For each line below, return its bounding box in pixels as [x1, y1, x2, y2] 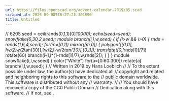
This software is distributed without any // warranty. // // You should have [5, 79, 158, 85]
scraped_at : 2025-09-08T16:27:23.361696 [5, 12, 92, 17]
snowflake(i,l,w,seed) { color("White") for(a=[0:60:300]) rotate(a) [5, 58, 142, 64]
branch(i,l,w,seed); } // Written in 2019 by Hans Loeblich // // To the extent [5, 63, 160, 69]
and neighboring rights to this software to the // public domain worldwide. [5, 74, 159, 80]
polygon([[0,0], [101, 42, 133, 48]
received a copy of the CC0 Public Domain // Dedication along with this [5, 85, 154, 91]
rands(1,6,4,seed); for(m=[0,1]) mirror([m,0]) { [5, 42, 100, 48]
